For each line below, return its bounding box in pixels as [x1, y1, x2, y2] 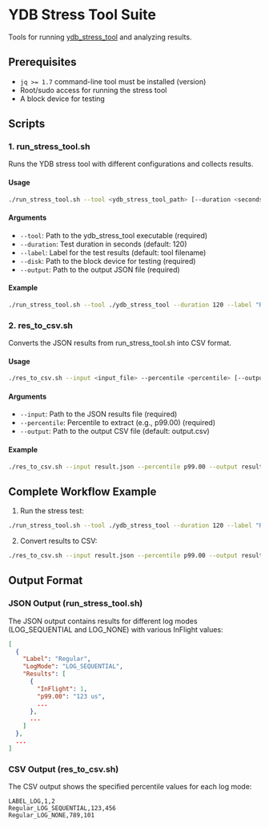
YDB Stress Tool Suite [8, 6, 156, 24]
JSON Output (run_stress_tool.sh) [8, 598, 143, 609]
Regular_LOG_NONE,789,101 [8, 812, 94, 820]
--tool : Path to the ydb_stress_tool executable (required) [19, 230, 208, 240]
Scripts [8, 117, 46, 131]
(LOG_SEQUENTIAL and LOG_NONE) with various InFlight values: [8, 624, 223, 634]
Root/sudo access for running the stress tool [19, 85, 167, 95]
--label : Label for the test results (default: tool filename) [19, 247, 207, 257]
